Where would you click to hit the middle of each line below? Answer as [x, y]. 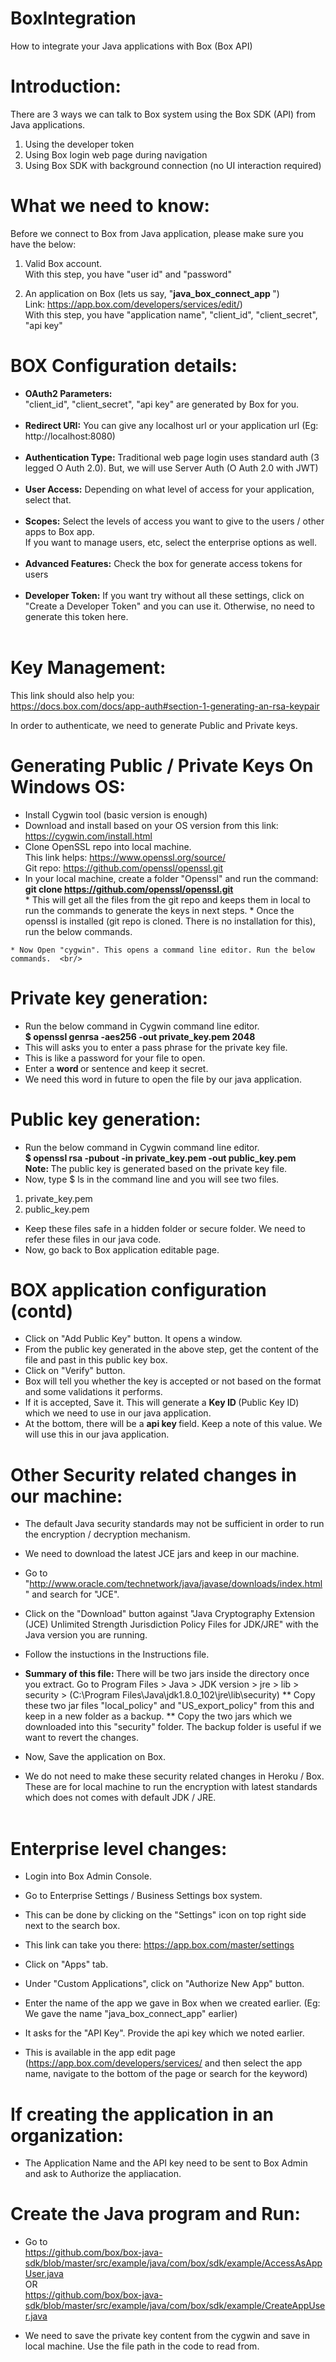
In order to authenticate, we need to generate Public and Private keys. [154, 725]
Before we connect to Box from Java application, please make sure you [157, 233]
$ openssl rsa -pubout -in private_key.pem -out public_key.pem [160, 1158]
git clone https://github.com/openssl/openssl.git [129, 889]
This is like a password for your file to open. [115, 1058]
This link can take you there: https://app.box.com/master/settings [159, 1945]
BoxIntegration [73, 18]
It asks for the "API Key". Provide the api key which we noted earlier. [164, 2033]
